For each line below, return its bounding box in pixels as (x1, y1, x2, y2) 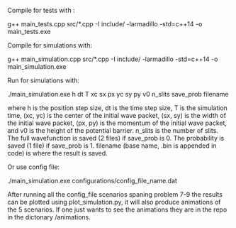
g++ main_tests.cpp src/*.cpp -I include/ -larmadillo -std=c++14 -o (7, 20, 203, 28)
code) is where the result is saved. (7, 149, 108, 157)
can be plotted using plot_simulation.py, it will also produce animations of (7, 198, 221, 206)
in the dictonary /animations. (7, 213, 91, 221)
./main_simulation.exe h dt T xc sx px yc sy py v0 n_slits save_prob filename (7, 90, 229, 98)
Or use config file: (7, 163, 60, 171)
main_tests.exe (7, 28, 51, 36)
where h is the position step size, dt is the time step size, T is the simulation (7, 104, 228, 112)
